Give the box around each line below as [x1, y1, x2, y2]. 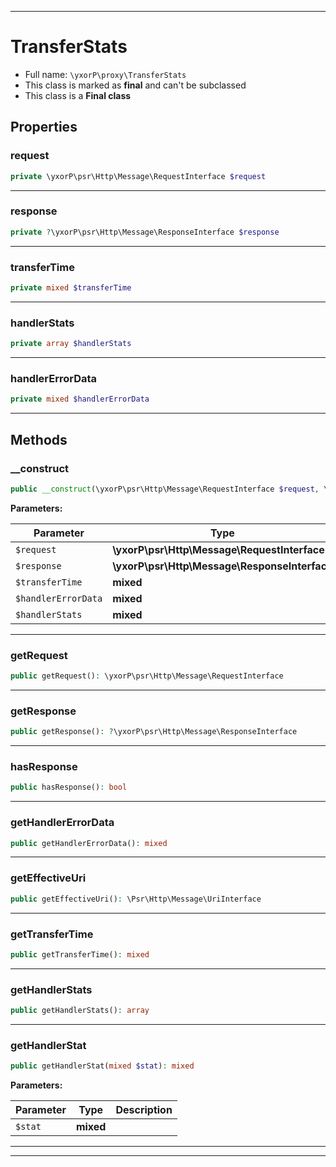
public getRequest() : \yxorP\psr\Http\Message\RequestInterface [10, 671, 284, 681]
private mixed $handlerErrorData [10, 394, 150, 405]
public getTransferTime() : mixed [10, 949, 150, 960]
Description [115, 1103, 173, 1117]
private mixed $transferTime [10, 282, 132, 293]
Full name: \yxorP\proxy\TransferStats [24, 68, 187, 80]
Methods [10, 431, 68, 448]
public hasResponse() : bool [10, 782, 128, 793]
